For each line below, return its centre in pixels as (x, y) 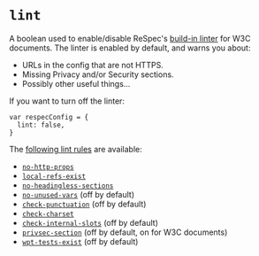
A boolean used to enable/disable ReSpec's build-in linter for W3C (130, 38)
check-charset (48, 214)
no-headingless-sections (68, 186)
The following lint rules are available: (76, 149)
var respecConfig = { (49, 117)
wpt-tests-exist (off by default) (80, 241)
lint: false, (41, 125)
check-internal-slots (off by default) (90, 222)
